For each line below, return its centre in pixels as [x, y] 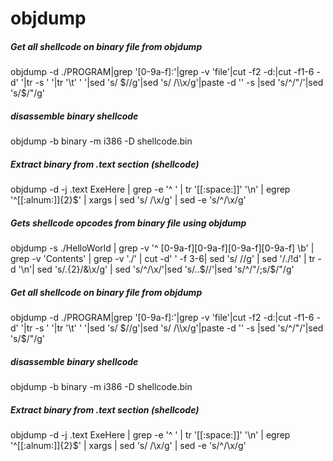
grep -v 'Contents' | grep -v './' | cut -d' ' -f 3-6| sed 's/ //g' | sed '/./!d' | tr [163, 259]
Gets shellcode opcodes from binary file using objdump [128, 223]
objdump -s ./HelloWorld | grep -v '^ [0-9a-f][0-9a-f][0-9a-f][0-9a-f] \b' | [162, 248]
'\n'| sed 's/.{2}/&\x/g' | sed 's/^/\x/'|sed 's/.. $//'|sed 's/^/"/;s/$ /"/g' [156, 269]
